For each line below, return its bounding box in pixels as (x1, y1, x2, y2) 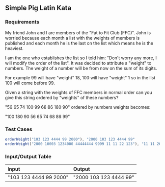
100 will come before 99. (5, 80, 55, 86)
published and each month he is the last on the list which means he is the (5, 40, 154, 46)
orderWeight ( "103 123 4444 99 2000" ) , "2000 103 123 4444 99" (5, 137, 135, 141)
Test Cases (5, 126, 33, 133)
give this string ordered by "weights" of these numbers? (5, 94, 119, 100)
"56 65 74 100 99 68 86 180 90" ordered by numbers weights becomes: (5, 104, 151, 110)
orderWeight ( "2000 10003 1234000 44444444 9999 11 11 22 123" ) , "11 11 (5, 141, 155, 146)
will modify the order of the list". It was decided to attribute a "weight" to (5, 60, 152, 66)
